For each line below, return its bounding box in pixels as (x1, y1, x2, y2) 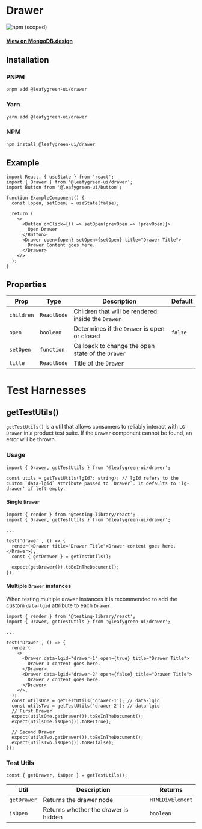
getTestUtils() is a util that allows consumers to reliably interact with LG (6, 423, 185, 430)
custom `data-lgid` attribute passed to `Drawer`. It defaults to (6, 480, 176, 486)
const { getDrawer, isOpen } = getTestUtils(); (6, 772, 128, 779)
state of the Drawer (73, 349, 126, 358)
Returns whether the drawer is (43, 806, 129, 814)
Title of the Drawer (73, 359, 124, 367)
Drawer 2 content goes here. (28, 677, 101, 683)
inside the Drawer (73, 315, 121, 323)
